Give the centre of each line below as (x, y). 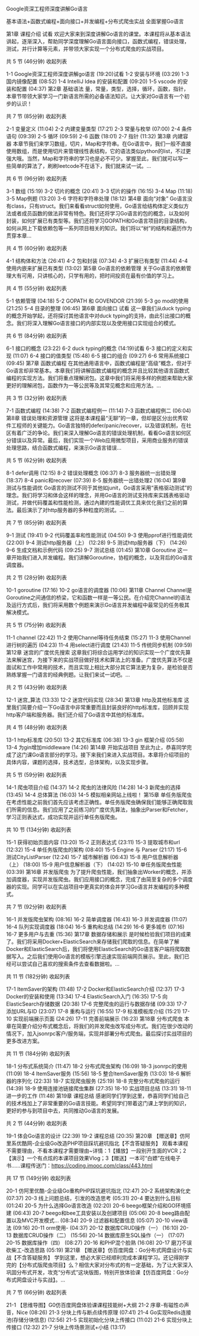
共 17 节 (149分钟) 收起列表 (38, 1178)
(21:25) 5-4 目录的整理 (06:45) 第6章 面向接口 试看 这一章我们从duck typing (99, 308)
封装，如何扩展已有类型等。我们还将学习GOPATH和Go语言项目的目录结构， (98, 221)
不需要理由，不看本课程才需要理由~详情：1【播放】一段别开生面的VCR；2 (96, 1151)
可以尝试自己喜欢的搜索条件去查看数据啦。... (65, 964)
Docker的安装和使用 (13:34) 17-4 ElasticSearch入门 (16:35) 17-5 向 (87, 996)
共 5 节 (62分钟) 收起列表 (36, 460)
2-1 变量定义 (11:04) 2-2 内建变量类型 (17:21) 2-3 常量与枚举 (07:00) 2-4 (93, 129)
